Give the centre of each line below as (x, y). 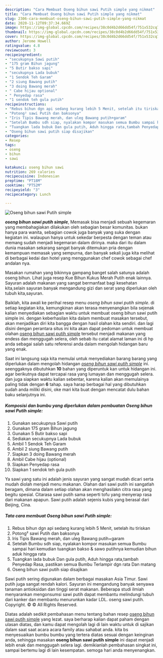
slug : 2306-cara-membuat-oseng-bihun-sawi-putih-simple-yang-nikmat (76, 18)
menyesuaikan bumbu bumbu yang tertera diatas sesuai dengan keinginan (80, 635)
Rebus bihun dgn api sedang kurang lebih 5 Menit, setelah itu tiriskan (81, 528)
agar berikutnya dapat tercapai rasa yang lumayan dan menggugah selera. (80, 374)
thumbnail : (16, 32)
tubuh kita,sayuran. (24, 293)
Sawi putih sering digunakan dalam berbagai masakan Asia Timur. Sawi (76, 579)
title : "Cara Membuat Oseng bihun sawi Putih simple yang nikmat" (73, 14)
